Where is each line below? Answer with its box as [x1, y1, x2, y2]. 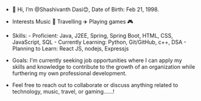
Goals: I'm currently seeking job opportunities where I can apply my [12, 57, 183, 64]
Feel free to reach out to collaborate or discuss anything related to [12, 82, 178, 88]
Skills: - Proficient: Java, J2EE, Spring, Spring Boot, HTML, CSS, [12, 32, 174, 39]
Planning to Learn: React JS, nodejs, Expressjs [12, 45, 129, 52]
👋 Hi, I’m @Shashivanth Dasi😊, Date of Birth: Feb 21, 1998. [12, 6, 160, 13]
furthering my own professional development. [12, 70, 127, 77]
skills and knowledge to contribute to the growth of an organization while [12, 63, 196, 70]
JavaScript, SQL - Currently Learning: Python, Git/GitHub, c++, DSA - [12, 38, 187, 46]
